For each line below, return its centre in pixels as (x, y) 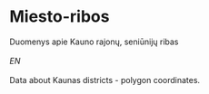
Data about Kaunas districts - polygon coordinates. (105, 80)
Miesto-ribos (60, 17)
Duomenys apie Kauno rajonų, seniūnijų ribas (94, 42)
